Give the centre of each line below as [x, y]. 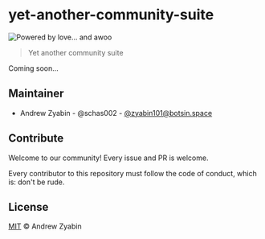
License [29, 207]
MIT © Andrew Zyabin [45, 226]
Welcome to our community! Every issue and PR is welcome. [108, 158]
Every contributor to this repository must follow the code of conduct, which [132, 173]
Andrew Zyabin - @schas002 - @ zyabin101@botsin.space [116, 113]
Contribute [36, 138]
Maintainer [36, 94]
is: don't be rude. [37, 182]
